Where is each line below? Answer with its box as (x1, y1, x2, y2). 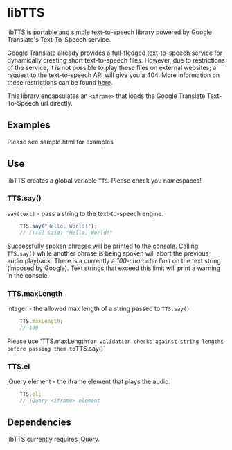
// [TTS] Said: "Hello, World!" (19, 229, 113, 236)
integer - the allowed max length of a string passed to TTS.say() (7, 304, 190, 312)
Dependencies (7, 417, 71, 428)
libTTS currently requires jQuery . (7, 435, 100, 443)
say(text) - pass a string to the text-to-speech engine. (7, 209, 164, 217)
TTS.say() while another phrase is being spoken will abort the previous (7, 249, 209, 258)
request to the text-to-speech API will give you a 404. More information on (7, 71, 220, 79)
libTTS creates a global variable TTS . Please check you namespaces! (7, 176, 202, 185)
